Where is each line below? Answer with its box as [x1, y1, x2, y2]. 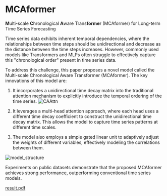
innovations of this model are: [5, 77, 67, 84]
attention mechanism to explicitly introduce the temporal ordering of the [12, 93, 162, 99]
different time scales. [12, 124, 57, 130]
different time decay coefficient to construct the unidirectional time [12, 113, 152, 120]
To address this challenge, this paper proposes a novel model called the [5, 67, 155, 73]
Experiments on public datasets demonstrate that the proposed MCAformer [5, 164, 162, 170]
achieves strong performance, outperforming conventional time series [5, 170, 151, 176]
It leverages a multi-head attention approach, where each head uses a [12, 108, 159, 114]
